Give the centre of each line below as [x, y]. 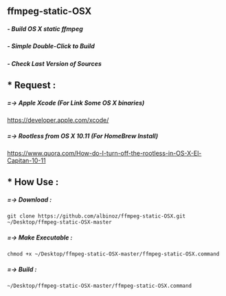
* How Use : [33, 182]
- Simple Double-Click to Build [51, 46]
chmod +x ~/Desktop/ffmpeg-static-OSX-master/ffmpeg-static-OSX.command [113, 254]
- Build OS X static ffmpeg [45, 29]
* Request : [32, 85]
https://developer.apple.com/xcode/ [58, 120]
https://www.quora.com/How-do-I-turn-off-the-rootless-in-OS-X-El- [104, 154]
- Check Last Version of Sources [54, 63]
